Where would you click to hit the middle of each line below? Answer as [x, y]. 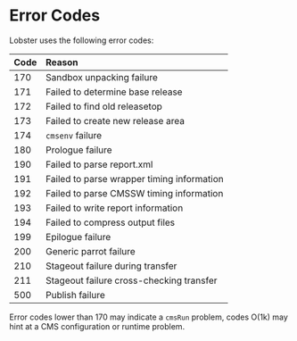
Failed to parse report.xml [99, 164]
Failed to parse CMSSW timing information [135, 193]
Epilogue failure [78, 237]
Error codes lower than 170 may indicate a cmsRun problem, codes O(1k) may [148, 317]
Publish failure [75, 295]
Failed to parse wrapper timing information [135, 179]
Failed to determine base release [114, 92]
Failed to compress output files [111, 222]
